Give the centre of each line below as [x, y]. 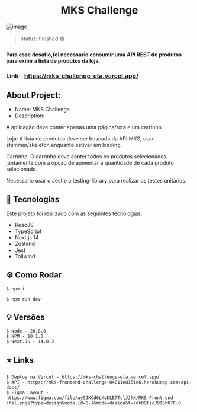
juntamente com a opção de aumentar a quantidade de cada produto [90, 163]
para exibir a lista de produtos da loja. [53, 60]
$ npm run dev [24, 299]
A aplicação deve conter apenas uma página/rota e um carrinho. [85, 127]
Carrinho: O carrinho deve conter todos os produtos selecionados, [87, 157]
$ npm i [16, 289]
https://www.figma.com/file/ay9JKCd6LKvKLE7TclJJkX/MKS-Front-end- [91, 398]
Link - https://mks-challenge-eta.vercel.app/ [72, 76]
